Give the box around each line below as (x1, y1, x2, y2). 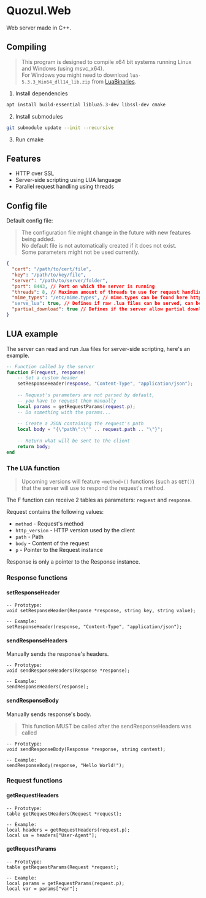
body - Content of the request (15, 539, 90, 547)
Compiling (6, 42, 47, 52)
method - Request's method (15, 520, 84, 527)
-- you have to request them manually (17, 398, 116, 404)
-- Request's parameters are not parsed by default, (17, 392, 155, 398)
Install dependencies (15, 90, 69, 97)
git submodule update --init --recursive (6, 124, 114, 131)
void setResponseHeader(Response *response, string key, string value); (6, 608, 196, 614)
